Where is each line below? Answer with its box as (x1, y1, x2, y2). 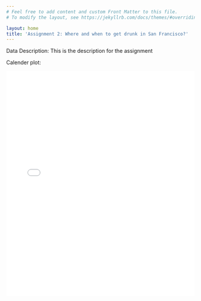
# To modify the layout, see (6, 14, 79, 20)
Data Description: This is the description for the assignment (6, 47, 153, 55)
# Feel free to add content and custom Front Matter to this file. (6, 8, 178, 15)
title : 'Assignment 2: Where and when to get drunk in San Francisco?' (6, 31, 188, 37)
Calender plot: (6, 59, 41, 66)
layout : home (6, 25, 39, 31)
